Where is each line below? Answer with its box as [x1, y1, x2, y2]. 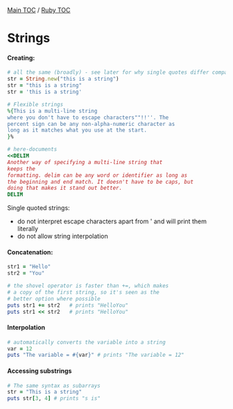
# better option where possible [7, 295, 101, 302]
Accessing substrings [7, 367, 72, 375]
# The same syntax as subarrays [7, 382, 101, 389]
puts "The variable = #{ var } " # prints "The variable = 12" [7, 351, 185, 359]
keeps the [7, 165, 36, 173]
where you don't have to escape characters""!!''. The [7, 114, 169, 121]
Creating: [7, 54, 35, 62]
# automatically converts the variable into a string [7, 339, 166, 346]
